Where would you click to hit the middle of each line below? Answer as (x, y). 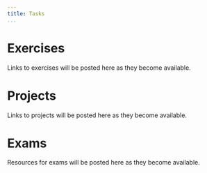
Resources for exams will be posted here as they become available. (104, 163)
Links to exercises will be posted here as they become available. (99, 68)
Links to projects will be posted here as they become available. (97, 115)
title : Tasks (26, 14)
